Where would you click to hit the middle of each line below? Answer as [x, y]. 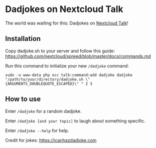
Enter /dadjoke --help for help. [37, 130]
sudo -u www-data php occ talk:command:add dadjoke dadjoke [69, 75]
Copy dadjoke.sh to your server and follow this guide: [60, 50]
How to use [23, 99]
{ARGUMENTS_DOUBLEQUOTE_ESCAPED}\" [42, 83]
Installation [23, 39]
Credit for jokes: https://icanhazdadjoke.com [51, 140]
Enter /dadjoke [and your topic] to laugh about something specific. [75, 120]
